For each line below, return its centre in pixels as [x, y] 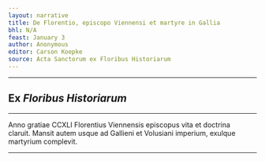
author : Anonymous [38, 45]
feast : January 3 [37, 37]
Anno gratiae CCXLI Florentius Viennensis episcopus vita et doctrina [119, 124]
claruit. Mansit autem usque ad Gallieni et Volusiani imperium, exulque [122, 133]
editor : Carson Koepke [45, 52]
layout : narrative [38, 15]
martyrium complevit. [43, 141]
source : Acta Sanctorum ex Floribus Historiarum [90, 60]
